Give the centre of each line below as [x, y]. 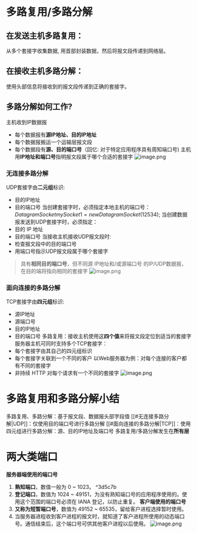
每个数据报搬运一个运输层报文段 [53, 142]
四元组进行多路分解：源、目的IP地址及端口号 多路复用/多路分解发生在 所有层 [98, 431]
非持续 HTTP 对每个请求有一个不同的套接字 [67, 373]
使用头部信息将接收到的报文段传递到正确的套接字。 [68, 86]
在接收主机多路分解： [45, 71]
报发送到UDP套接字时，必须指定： [56, 222]
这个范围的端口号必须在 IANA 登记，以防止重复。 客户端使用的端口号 [103, 502]
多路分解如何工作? [39, 107]
